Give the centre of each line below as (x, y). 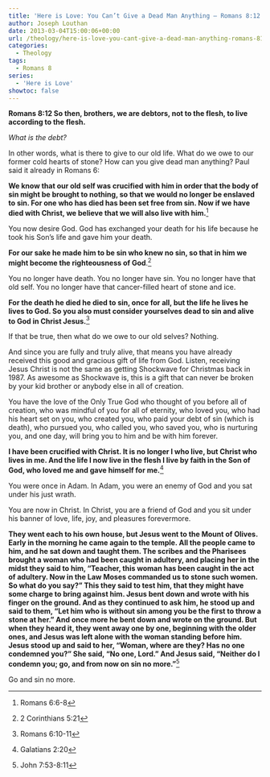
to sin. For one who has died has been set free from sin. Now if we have (129, 203)
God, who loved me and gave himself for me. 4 (86, 469)
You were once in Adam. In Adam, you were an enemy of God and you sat (131, 486)
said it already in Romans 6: (54, 171)
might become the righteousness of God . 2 (80, 262)
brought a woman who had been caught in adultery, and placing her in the (134, 560)
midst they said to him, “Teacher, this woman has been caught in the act (131, 568)
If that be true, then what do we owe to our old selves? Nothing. (114, 337)
